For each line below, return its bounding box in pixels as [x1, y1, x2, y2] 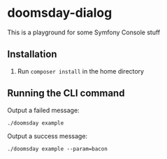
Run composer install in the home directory [17, 67, 145, 75]
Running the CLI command [7, 88, 125, 99]
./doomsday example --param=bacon [7, 145, 108, 152]
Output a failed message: [7, 106, 80, 114]
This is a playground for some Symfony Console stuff [7, 28, 161, 36]
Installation [7, 48, 57, 60]
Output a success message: [7, 132, 88, 140]
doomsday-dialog [7, 5, 112, 21]
